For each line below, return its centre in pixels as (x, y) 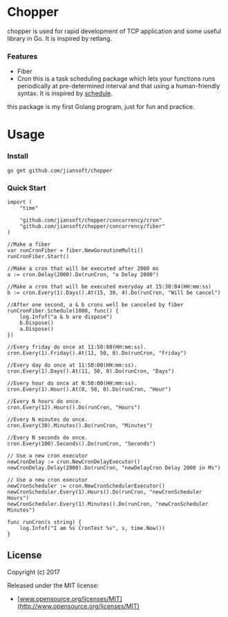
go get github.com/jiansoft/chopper (60, 170)
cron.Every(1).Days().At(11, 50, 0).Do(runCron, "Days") (91, 371)
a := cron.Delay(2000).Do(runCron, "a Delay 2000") (83, 275)
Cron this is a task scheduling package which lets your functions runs (116, 79)
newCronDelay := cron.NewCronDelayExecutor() (74, 462)
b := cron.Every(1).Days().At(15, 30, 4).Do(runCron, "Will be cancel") (114, 293)
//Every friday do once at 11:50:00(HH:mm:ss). (77, 347)
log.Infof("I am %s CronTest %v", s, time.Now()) (93, 529)
